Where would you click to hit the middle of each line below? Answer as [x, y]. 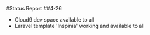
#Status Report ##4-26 [34, 8]
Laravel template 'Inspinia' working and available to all [79, 26]
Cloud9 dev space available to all [54, 20]
